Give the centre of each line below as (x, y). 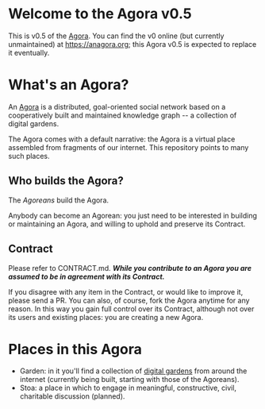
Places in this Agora (75, 349)
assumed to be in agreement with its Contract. (86, 276)
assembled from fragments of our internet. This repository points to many (129, 147)
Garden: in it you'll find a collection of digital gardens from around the (133, 371)
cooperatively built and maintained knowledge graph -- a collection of (123, 115)
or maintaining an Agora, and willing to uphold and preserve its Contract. (127, 224)
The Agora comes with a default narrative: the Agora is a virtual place (122, 139)
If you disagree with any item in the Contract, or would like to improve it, (126, 291)
